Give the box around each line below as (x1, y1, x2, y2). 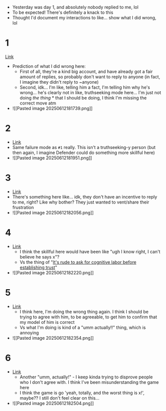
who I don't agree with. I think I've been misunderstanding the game (19, 379, 159, 385)
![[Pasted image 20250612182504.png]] (12, 400, 94, 406)
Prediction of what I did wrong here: (12, 63, 86, 69)
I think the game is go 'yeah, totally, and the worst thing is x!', (19, 390, 145, 396)
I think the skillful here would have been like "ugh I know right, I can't (19, 249, 161, 255)
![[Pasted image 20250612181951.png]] (12, 154, 92, 160)
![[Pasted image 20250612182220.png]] (12, 269, 94, 275)
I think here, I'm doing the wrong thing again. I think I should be (19, 308, 149, 314)
